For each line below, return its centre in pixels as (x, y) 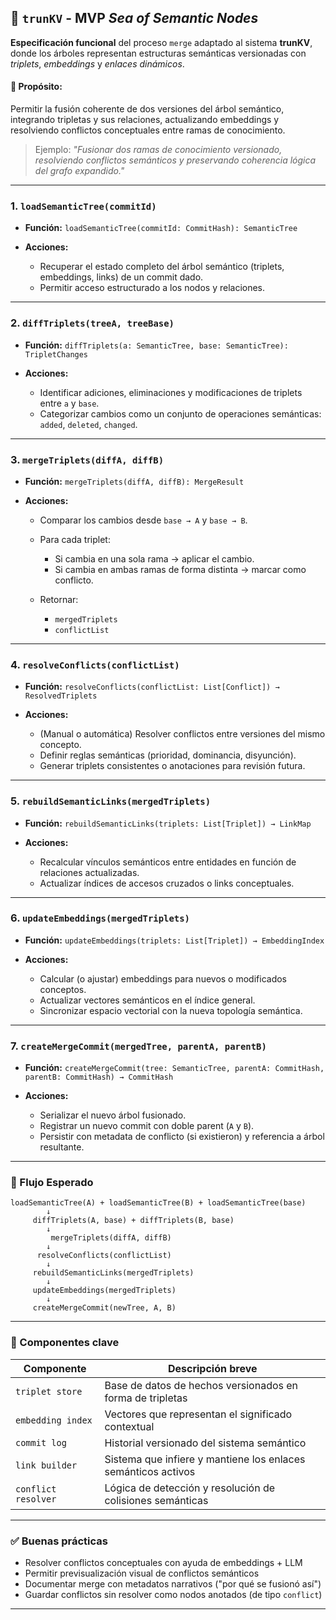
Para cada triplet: (75, 539)
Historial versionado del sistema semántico (205, 1443)
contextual (129, 1426)
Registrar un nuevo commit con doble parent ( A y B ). (147, 1126)
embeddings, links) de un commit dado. (121, 277)
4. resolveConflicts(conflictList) (95, 664)
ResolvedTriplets (61, 696)
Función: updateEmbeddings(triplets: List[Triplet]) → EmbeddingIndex (174, 940)
